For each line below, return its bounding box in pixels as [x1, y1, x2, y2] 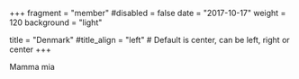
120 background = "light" [9, 17, 103, 28]
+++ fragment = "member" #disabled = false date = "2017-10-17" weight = [9, 8, 286, 18]
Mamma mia [9, 62, 56, 72]
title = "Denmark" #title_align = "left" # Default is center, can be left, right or [9, 35, 290, 45]
